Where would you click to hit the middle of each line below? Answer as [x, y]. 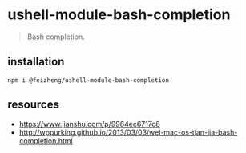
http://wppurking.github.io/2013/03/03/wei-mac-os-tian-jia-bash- [128, 132]
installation [36, 62]
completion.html [46, 140]
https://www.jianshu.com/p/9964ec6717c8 [90, 124]
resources [33, 105]
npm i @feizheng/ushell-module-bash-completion [89, 80]
